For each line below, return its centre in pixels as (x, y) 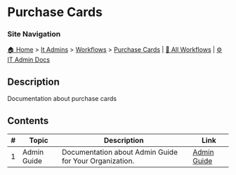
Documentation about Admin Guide (120, 153)
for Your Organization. (98, 161)
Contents (28, 121)
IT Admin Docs (29, 59)
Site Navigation (34, 34)
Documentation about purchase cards (62, 99)
